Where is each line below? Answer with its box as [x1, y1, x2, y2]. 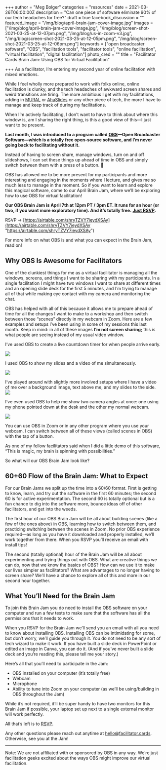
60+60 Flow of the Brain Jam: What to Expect [5, 472, 148, 480]
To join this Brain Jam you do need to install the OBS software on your [5, 605, 148, 611]
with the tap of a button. [5, 433, 54, 439]
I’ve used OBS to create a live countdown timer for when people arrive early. [5, 341, 161, 347]
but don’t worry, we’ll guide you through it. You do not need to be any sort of [5, 635, 161, 641]
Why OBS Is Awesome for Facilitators [5, 257, 122, 265]
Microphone [12, 681, 37, 687]
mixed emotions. [5, 72, 39, 77]
